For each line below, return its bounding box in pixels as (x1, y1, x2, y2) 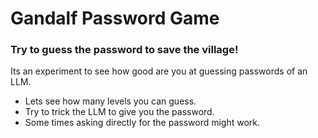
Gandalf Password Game (10, 7, 220, 30)
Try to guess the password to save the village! (10, 43, 239, 57)
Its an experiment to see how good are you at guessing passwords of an (10, 65, 308, 77)
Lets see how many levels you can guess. (24, 95, 197, 107)
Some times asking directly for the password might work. (24, 117, 261, 129)
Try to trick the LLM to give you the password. (24, 106, 215, 118)
